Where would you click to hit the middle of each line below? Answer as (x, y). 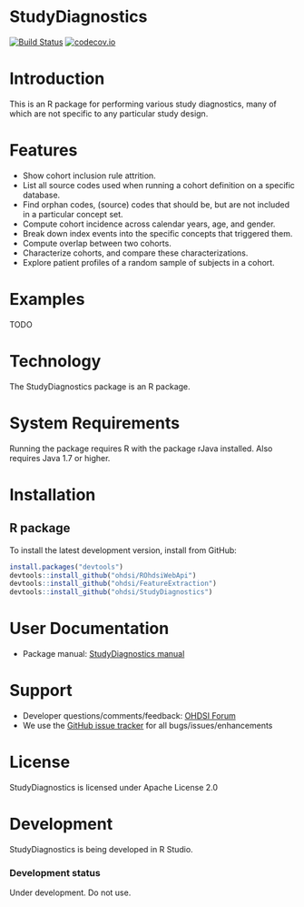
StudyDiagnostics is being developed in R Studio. (101, 849)
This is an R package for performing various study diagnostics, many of (143, 104)
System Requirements (94, 423)
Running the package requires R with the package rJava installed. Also (141, 448)
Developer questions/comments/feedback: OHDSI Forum (129, 716)
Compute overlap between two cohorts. (97, 243)
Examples (47, 299)
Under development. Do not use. (70, 892)
